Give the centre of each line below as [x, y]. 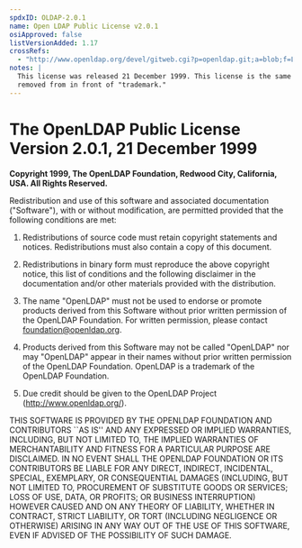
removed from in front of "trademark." [92, 85]
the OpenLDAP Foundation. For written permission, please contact [145, 320]
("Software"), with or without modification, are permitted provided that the [147, 210]
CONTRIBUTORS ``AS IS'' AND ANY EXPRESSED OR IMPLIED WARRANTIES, [151, 430]
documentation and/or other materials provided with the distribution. [149, 283]
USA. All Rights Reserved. [58, 183]
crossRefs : [30, 51]
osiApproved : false [46, 34]
